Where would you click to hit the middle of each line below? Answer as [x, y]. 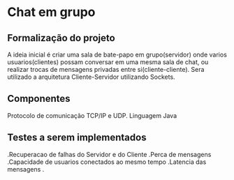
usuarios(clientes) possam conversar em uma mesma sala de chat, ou [108, 62]
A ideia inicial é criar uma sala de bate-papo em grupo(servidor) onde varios [117, 54]
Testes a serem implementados [77, 138]
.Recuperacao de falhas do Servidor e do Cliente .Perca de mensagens [109, 154]
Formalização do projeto [61, 38]
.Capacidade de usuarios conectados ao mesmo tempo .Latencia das [107, 162]
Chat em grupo [51, 12]
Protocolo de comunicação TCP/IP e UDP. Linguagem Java [92, 115]
